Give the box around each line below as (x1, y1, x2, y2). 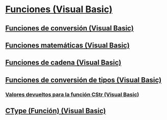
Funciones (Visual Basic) (5, 4, 113, 15)
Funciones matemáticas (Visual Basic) (5, 41, 130, 49)
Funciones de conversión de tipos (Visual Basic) (5, 75, 162, 84)
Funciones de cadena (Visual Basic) (5, 58, 122, 67)
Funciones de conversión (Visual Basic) (5, 24, 134, 33)
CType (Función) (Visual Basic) (5, 107, 106, 115)
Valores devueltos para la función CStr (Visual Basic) (5, 91, 139, 98)
